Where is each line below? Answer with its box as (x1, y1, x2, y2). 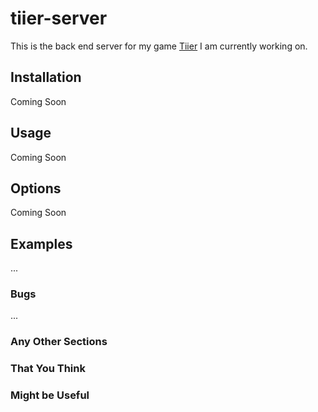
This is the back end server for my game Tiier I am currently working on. (10, 40, 308, 52)
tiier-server (10, 7, 108, 30)
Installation (10, 69, 82, 86)
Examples (10, 235, 73, 252)
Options (10, 180, 62, 197)
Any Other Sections (10, 335, 108, 349)
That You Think (10, 362, 86, 376)
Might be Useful (10, 388, 90, 402)
